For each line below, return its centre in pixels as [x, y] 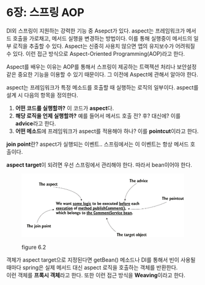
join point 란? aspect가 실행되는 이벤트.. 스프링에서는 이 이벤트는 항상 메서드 [98, 144]
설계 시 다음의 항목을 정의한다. [42, 95]
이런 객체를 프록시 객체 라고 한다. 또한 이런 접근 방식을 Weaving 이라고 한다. [96, 275]
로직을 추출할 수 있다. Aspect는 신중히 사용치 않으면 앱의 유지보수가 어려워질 [104, 46]
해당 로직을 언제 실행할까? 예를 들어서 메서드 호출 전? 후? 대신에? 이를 [98, 116]
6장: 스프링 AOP [45, 13]
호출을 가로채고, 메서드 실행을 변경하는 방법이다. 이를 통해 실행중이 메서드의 [102, 38]
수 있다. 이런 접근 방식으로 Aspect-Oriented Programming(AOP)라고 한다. [96, 53]
